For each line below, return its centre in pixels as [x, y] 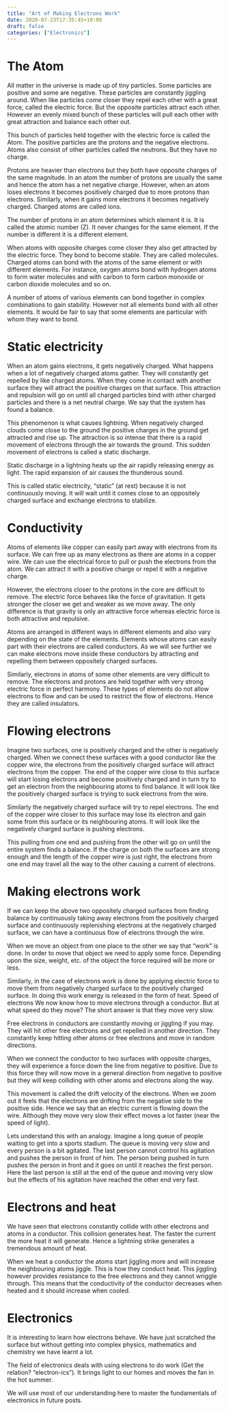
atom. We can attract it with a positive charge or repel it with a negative [107, 569]
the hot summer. [30, 1379]
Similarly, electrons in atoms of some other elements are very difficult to [108, 674]
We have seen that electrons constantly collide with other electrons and [108, 1226]
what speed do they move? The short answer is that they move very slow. [111, 1010]
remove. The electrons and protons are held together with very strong [105, 682]
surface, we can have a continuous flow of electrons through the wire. [106, 932]
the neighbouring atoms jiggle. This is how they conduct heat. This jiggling [112, 1268]
